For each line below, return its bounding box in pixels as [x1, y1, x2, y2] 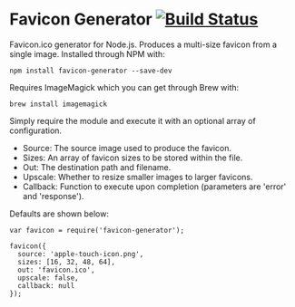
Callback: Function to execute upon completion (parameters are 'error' [22, 181, 287, 192]
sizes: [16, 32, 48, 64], [17, 257, 116, 266]
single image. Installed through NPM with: [9, 48, 165, 59]
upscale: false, [17, 273, 79, 283]
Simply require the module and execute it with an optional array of [9, 115, 256, 126]
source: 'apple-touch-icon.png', [17, 249, 144, 258]
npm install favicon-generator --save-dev [9, 66, 172, 75]
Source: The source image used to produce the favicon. [22, 142, 232, 153]
